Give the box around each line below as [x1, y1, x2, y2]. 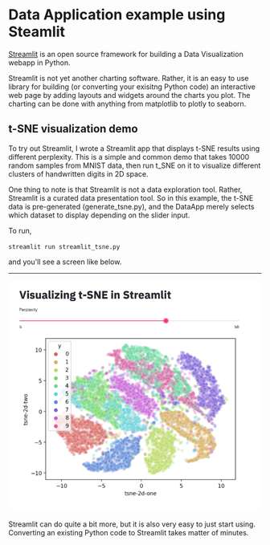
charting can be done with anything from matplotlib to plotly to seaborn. [8, 99, 247, 108]
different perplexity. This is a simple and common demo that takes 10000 [8, 152, 250, 161]
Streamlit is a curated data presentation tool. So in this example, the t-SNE [8, 193, 254, 202]
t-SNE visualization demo [8, 122, 138, 136]
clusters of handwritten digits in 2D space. [8, 169, 149, 178]
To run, [8, 226, 32, 235]
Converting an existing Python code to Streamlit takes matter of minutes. [8, 527, 249, 537]
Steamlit [8, 22, 66, 41]
